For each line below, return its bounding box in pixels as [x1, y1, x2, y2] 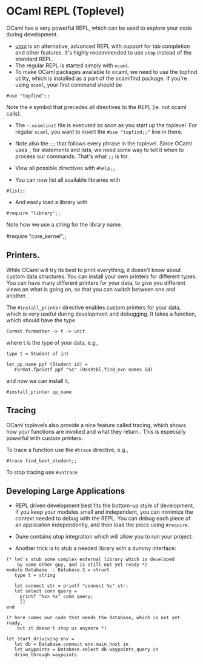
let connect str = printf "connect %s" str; [14, 583, 129, 589]
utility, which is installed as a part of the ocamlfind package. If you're [15, 75, 187, 82]
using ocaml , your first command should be [15, 81, 122, 88]
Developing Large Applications [6, 486, 125, 496]
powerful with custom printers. [6, 434, 83, 442]
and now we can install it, [6, 377, 70, 384]
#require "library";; [6, 210, 61, 216]
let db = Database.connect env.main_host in [14, 641, 129, 648]
